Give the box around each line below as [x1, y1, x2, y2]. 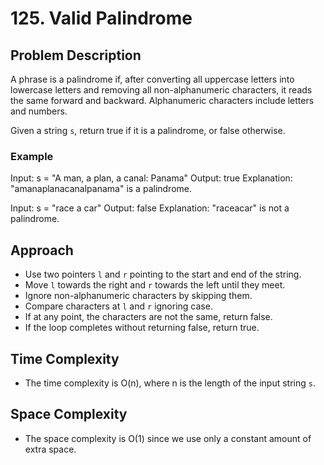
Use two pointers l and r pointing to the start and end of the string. [24, 268, 302, 281]
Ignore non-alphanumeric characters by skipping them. [24, 290, 253, 302]
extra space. [24, 443, 77, 455]
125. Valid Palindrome [10, 7, 193, 30]
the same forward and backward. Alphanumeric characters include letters [10, 95, 315, 106]
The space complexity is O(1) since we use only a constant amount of [24, 432, 312, 444]
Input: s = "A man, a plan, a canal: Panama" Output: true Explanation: [10, 172, 293, 184]
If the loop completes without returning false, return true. [24, 322, 260, 334]
